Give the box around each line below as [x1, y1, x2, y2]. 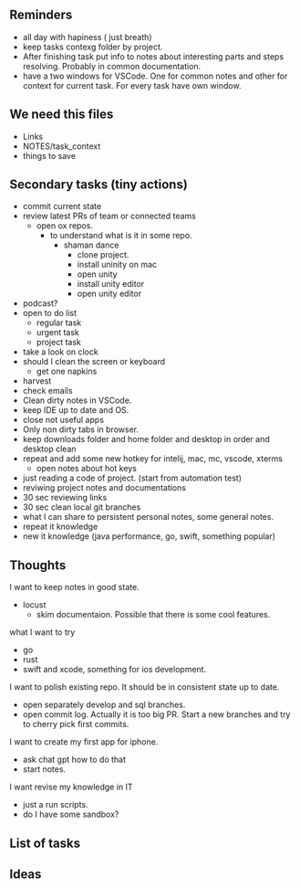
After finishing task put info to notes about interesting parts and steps [22, 50, 284, 62]
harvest [22, 375, 52, 386]
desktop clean [22, 443, 77, 455]
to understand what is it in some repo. [49, 230, 193, 241]
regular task [36, 317, 82, 328]
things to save [22, 150, 76, 161]
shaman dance [63, 239, 119, 250]
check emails [22, 386, 73, 396]
